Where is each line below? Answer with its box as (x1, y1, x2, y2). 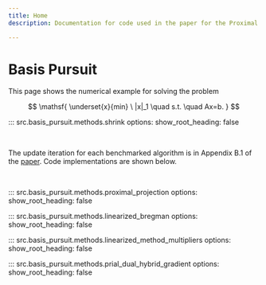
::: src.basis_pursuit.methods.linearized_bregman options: (8, 212, 198, 221)
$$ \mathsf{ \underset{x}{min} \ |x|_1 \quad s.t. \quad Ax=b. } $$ (27, 102, 241, 111)
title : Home (8, 11, 48, 20)
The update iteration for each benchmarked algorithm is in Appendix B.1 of (8, 148, 252, 158)
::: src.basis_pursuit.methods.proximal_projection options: (8, 188, 198, 197)
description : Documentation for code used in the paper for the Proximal (8, 19, 259, 27)
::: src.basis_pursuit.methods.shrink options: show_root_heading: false (8, 117, 240, 127)
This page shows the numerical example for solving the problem (8, 87, 219, 96)
